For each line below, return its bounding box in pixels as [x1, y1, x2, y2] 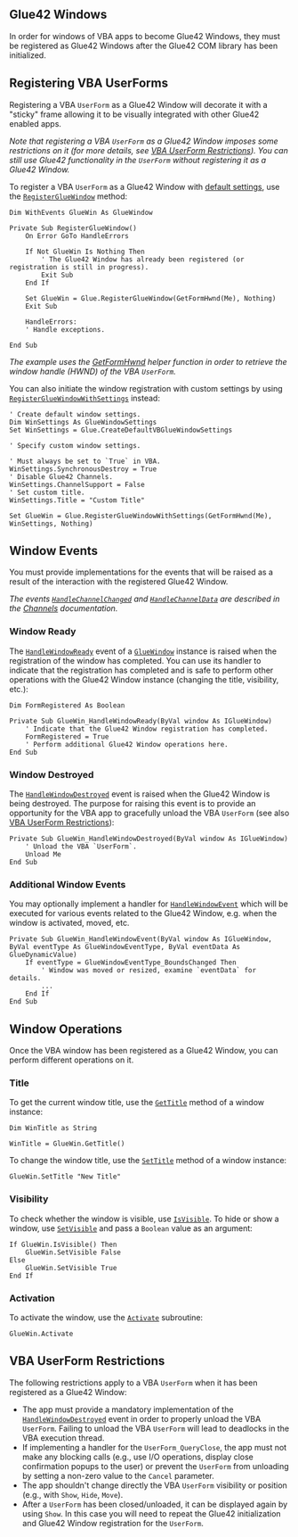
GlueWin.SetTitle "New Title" [9, 1172, 122, 1181]
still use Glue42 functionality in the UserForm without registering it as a [9, 154, 267, 165]
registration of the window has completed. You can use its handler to [9, 655, 262, 665]
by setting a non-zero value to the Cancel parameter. [21, 1470, 215, 1481]
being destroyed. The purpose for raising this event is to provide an [9, 798, 256, 809]
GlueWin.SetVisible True [25, 1263, 117, 1272]
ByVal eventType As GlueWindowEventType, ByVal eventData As [9, 943, 241, 952]
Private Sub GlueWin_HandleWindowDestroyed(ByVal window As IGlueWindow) [9, 834, 289, 844]
